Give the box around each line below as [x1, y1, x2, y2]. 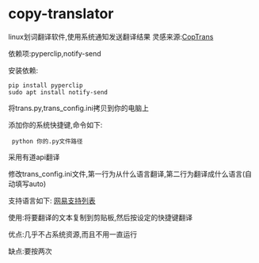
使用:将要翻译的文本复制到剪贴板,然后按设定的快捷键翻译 [8, 212, 193, 222]
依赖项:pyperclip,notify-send [8, 48, 101, 58]
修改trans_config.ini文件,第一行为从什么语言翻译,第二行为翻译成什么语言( [8, 169, 246, 178]
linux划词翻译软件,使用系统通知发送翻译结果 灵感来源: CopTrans [8, 32, 214, 41]
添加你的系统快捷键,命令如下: [8, 120, 103, 129]
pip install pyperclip [8, 81, 83, 90]
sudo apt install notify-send [8, 88, 109, 96]
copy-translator [8, 5, 114, 23]
